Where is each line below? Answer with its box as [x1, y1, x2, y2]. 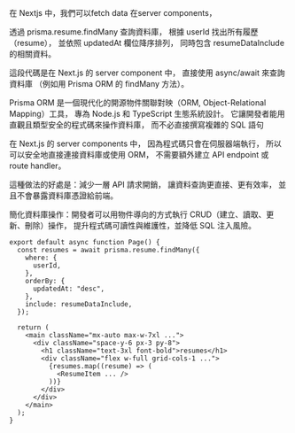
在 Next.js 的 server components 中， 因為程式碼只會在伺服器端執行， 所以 [9, 138, 282, 149]
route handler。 [9, 160, 66, 171]
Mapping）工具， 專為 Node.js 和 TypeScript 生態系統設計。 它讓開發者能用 [9, 109, 285, 119]
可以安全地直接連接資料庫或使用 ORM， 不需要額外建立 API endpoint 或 [9, 150, 269, 159]
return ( [17, 323, 50, 332]
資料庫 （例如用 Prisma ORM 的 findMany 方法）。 [9, 79, 190, 89]
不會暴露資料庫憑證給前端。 [16, 190, 118, 201]
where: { [25, 253, 58, 262]
